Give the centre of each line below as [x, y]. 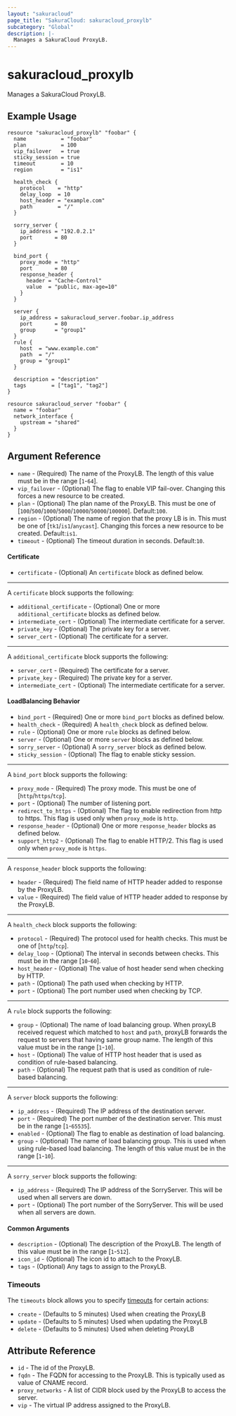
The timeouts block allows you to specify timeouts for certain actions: [108, 1300]
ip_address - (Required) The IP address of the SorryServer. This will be [120, 1190]
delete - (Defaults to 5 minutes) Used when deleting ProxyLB [106, 1329]
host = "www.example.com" [59, 348]
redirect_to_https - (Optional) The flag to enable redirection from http [120, 811]
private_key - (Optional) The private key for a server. [94, 628]
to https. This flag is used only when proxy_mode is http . [98, 819]
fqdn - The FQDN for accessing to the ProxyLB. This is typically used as [121, 1375]
